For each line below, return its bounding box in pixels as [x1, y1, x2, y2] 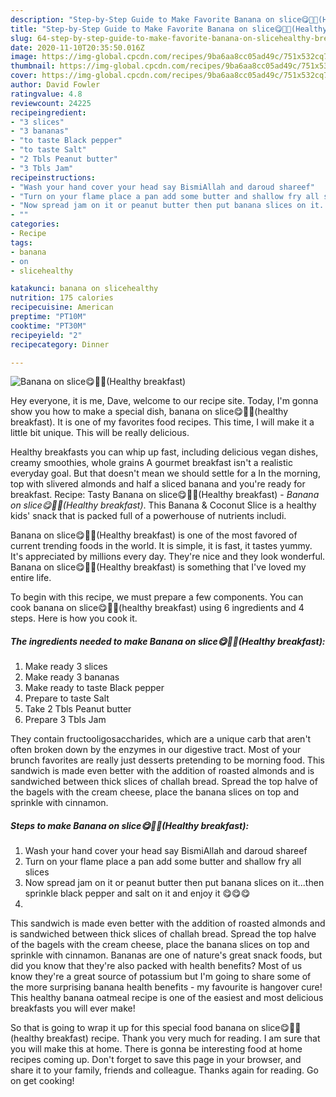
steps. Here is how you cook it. [10, 612, 138, 625]
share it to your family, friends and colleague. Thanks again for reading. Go [10, 1064, 319, 1076]
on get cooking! [10, 1075, 75, 1087]
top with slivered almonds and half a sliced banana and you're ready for [10, 478, 306, 490]
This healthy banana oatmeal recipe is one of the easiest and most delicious [10, 992, 324, 1004]
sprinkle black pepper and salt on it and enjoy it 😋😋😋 [24, 887, 251, 900]
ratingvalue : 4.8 [10, 89, 83, 99]
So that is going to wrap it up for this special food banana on [10, 1022, 260, 1034]
